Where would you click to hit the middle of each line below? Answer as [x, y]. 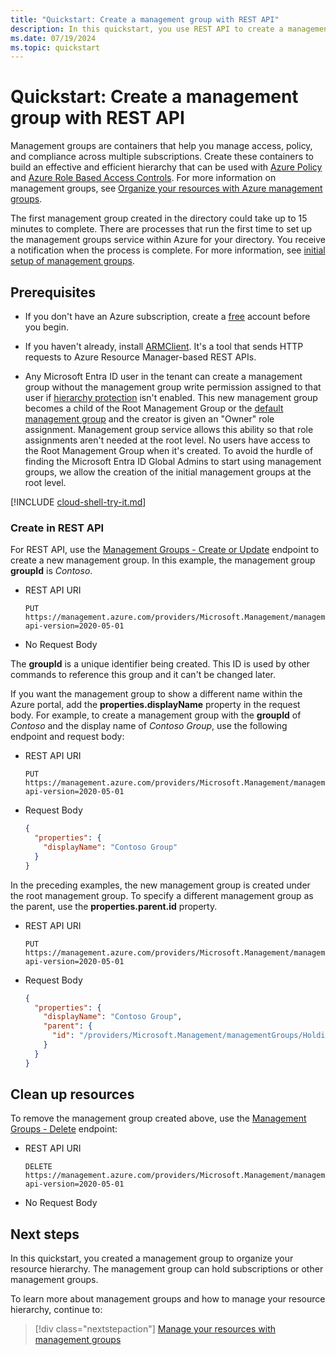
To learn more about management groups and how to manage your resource [168, 1299]
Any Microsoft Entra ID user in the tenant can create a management [163, 376]
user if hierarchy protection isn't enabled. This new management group [171, 397]
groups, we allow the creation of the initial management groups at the [168, 472]
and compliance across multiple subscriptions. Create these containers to [162, 157]
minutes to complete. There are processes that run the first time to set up [161, 229]
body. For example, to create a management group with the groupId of [156, 715]
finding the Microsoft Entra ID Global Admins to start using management [173, 461]
